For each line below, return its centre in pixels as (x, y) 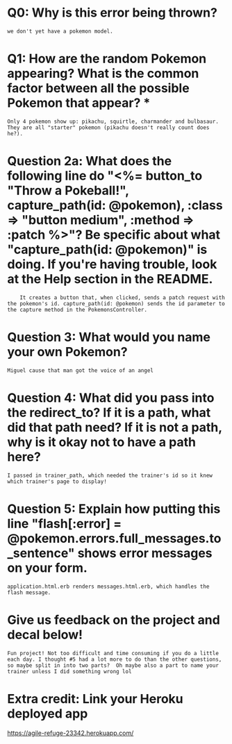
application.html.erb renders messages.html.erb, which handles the (108, 586)
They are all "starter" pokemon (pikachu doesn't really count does (108, 127)
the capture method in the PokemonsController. (77, 310)
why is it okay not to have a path (102, 442)
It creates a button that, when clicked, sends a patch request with (123, 297)
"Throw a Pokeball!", (68, 191)
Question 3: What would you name (109, 337)
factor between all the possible (98, 88)
